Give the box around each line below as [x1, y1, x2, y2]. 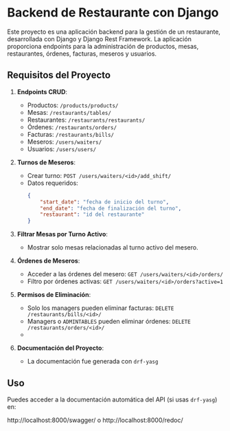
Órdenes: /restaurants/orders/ [27, 122, 117, 131]
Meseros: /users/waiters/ [27, 137, 102, 146]
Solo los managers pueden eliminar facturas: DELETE [27, 304, 174, 312]
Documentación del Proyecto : [16, 344, 104, 352]
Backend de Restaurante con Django [7, 5, 219, 21]
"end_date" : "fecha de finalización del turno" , [40, 205, 182, 212]
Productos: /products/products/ [27, 101, 119, 109]
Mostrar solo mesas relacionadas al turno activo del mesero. [27, 243, 198, 252]
